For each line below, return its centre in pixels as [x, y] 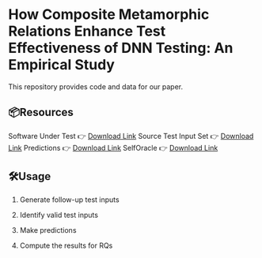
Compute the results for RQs [66, 245]
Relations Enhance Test [87, 31]
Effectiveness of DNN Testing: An [121, 48]
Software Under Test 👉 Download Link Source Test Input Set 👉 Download [131, 136]
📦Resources [41, 112]
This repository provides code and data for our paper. [96, 86]
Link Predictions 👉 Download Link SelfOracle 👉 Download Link [113, 148]
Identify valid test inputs [59, 215]
